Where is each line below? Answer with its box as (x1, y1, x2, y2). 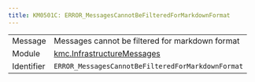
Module (12, 48, 41, 59)
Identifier (12, 60, 46, 71)
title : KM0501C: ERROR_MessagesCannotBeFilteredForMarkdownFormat (8, 11, 231, 20)
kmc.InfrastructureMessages (54, 48, 161, 59)
